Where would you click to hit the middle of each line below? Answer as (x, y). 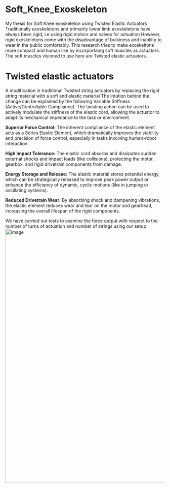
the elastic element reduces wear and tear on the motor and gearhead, (79, 205)
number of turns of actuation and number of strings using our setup (76, 226)
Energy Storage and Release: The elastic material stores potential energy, (83, 174)
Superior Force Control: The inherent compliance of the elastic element (80, 127)
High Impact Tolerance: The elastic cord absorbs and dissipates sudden (81, 153)
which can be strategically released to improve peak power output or (77, 179)
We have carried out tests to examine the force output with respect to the (82, 221)
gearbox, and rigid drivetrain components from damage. (64, 164)
